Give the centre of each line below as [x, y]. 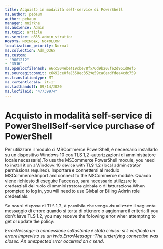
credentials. [17, 196]
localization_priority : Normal [37, 46]
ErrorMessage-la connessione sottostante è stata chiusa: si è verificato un [80, 231]
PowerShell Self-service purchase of [80, 126]
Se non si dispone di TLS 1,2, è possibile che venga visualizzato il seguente [80, 206]
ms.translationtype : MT [29, 78]
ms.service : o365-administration [39, 37]
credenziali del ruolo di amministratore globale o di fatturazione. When [75, 186]
